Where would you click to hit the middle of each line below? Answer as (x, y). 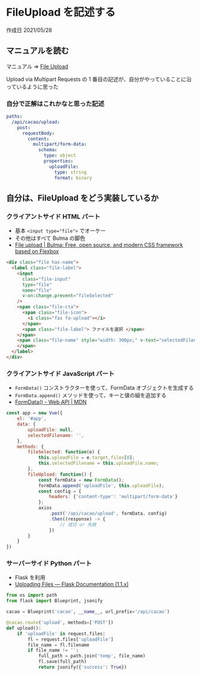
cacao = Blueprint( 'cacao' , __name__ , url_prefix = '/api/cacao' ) (88, 612)
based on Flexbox (37, 251)
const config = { (60, 491)
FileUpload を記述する (61, 12)
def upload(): (24, 628)
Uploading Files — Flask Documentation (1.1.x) (71, 584)
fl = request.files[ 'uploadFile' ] (71, 639)
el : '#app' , (32, 419)
